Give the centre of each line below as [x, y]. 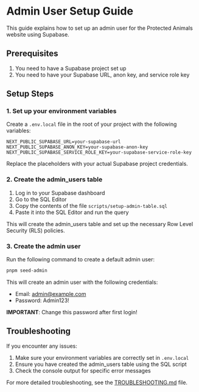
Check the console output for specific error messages [83, 370]
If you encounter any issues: [42, 346]
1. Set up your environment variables [61, 111]
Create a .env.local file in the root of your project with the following [92, 124]
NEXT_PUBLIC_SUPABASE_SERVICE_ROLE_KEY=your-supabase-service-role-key [99, 153]
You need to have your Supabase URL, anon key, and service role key [102, 75]
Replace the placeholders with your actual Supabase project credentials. [97, 164]
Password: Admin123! [42, 300]
